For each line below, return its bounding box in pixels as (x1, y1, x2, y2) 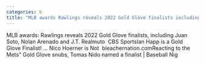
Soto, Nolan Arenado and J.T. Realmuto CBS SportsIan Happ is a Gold (6, 38, 183, 45)
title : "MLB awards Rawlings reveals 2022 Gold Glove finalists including (6, 15, 201, 21)
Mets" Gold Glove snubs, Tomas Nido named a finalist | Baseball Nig (6, 51, 178, 58)
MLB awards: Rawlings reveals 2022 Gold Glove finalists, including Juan (6, 31, 188, 38)
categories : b (6, 9, 43, 15)
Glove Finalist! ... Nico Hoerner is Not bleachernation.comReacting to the (6, 44, 190, 52)
